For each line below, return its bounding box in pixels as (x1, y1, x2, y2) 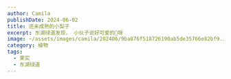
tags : (7, 49, 23, 56)
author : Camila (7, 10, 51, 17)
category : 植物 (7, 42, 49, 49)
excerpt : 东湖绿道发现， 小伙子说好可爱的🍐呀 (7, 29, 124, 36)
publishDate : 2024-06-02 (7, 16, 78, 23)
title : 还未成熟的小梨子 (7, 23, 70, 30)
